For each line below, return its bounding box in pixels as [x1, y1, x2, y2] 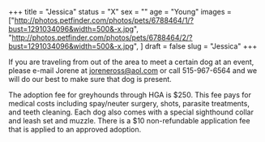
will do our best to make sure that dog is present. [8, 75, 172, 84]
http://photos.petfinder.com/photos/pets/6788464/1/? [14, 15, 194, 25]
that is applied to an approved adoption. [8, 125, 142, 134]
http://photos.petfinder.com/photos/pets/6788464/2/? [11, 32, 193, 42]
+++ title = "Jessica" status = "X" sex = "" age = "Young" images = [8, 7, 233, 16]
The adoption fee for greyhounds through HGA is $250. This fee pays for [8, 90, 251, 100]
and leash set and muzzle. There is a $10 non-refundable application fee [8, 116, 250, 125]
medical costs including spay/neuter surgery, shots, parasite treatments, [8, 99, 250, 108]
